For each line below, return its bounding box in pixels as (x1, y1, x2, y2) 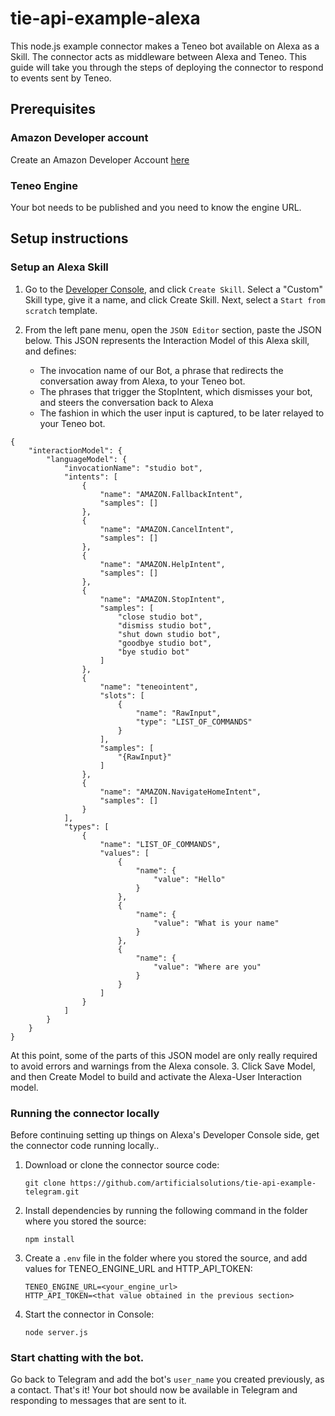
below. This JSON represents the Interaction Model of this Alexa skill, (24, 334, 310, 346)
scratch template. (24, 304, 98, 316)
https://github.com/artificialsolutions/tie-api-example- (69, 1178, 317, 1188)
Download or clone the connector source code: (24, 1158, 220, 1171)
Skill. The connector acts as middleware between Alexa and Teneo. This (10, 50, 307, 62)
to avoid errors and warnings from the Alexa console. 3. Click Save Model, (10, 1060, 316, 1072)
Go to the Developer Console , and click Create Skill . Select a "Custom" (24, 283, 323, 295)
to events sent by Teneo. (10, 72, 112, 84)
